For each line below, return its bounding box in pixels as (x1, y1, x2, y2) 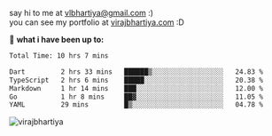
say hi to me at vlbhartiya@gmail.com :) (9, 8, 153, 18)
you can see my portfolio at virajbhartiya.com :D (9, 17, 184, 28)
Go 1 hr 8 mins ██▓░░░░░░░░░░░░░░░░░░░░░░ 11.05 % (9, 92, 264, 101)
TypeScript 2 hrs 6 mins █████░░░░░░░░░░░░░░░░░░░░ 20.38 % (9, 76, 264, 84)
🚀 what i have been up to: (9, 35, 105, 44)
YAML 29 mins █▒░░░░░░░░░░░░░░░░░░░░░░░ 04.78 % (9, 100, 264, 109)
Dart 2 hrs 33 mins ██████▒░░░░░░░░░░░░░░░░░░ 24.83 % (9, 67, 264, 76)
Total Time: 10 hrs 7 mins (9, 52, 109, 60)
